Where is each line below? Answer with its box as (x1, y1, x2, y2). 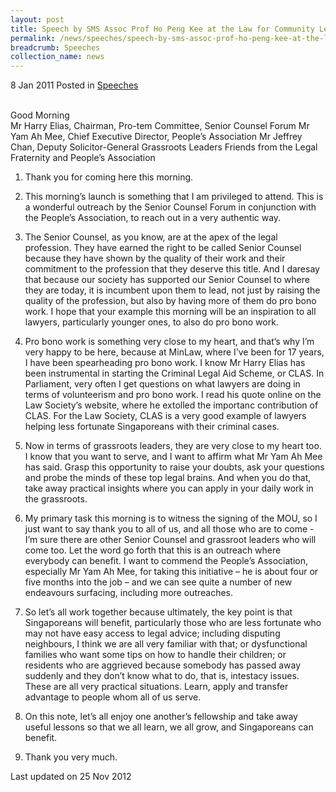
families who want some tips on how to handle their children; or (24, 649, 287, 661)
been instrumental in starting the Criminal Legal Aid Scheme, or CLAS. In (24, 367, 325, 380)
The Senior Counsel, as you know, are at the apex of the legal (24, 231, 278, 243)
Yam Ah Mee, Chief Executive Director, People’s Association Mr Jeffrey (10, 131, 303, 143)
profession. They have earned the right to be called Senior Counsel (24, 242, 302, 254)
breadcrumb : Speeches (10, 42, 101, 53)
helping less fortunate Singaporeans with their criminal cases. (24, 421, 280, 433)
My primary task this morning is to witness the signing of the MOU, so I (24, 512, 318, 525)
